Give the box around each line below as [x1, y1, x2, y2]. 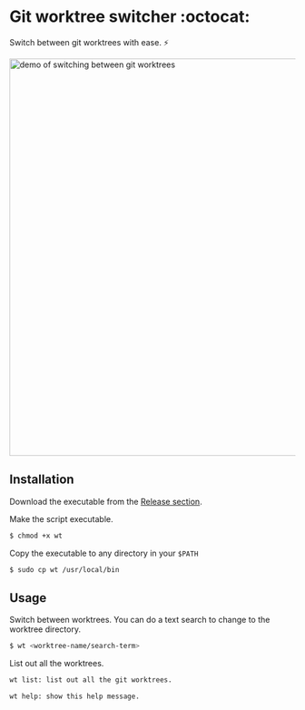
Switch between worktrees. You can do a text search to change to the [9, 615, 271, 626]
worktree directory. [9, 624, 82, 635]
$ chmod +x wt [9, 531, 64, 540]
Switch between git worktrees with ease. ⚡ [9, 36, 170, 47]
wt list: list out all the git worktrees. [9, 675, 172, 685]
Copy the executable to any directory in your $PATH [9, 547, 199, 558]
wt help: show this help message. [9, 692, 141, 701]
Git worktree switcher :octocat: [9, 6, 251, 27]
